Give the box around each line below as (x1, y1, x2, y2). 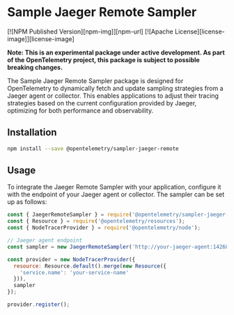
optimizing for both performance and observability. (7, 106, 154, 115)
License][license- (174, 27, 225, 36)
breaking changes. (7, 63, 63, 71)
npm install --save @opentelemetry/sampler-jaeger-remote (7, 145, 179, 152)
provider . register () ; (7, 301, 70, 308)
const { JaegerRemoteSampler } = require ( (7, 211, 132, 219)
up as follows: (7, 198, 47, 206)
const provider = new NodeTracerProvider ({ (7, 256, 136, 263)
